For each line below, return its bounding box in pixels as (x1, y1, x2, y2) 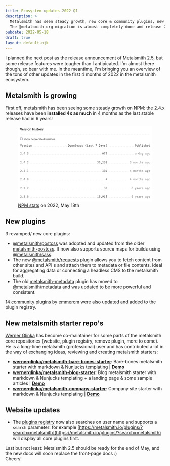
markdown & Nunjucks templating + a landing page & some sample (12, 375, 153, 381)
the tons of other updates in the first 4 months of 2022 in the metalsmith (5, 71, 156, 77)
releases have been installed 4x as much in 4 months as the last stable (5, 110, 154, 116)
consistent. (12, 289, 36, 295)
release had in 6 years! (5, 115, 53, 121)
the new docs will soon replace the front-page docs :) (5, 450, 117, 457)
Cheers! (5, 456, 22, 462)
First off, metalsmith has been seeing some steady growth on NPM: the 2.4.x (5, 105, 165, 111)
